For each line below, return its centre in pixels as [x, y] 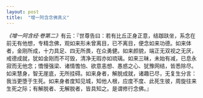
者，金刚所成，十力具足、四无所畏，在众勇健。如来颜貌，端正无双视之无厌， [101, 51]
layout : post [23, 12]
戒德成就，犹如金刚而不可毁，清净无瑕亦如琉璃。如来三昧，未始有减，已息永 [101, 58]
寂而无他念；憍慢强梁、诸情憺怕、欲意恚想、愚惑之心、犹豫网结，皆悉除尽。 [101, 66]
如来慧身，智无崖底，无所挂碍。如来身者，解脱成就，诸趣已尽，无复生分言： [101, 73]
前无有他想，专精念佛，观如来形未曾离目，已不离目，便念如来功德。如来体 [99, 43]
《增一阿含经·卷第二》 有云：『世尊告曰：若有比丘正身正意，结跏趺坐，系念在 [101, 35]
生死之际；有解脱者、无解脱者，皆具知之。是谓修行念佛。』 [79, 88]
